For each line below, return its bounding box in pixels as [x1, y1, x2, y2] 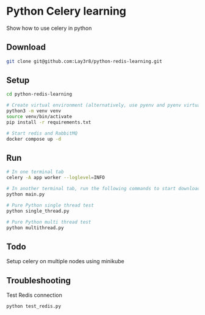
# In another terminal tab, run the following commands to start [6, 186, 176, 192]
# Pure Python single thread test [6, 202, 95, 208]
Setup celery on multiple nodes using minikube [6, 258, 124, 265]
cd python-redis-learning [6, 91, 72, 97]
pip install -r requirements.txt [6, 119, 92, 126]
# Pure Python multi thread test [6, 219, 92, 225]
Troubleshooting [6, 275, 71, 286]
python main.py [6, 191, 45, 197]
